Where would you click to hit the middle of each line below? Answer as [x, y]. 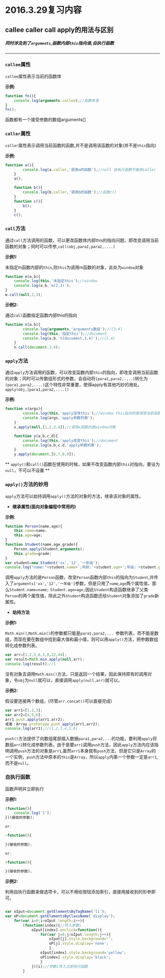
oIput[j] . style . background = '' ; [81, 939]
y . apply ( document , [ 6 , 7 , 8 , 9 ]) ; [45, 454]
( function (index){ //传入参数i [52, 925]
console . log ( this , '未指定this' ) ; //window [56, 281]
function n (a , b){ [23, 324]
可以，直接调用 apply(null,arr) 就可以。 [82, 680]
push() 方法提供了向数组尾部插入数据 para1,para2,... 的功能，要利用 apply [79, 739]
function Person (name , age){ [34, 526]
